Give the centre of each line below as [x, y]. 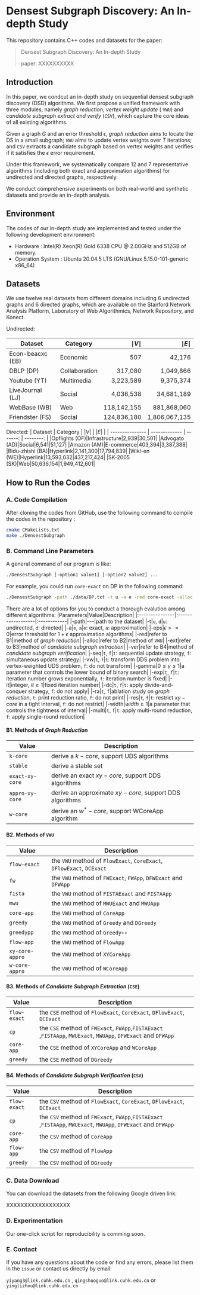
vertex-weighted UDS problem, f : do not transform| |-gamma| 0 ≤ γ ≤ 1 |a [95, 665]
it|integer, [18, 685]
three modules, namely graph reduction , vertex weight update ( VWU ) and [95, 109]
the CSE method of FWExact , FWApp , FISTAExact [101, 1028]
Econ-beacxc [28, 354]
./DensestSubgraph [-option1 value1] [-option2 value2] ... [82, 575]
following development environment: [51, 234]
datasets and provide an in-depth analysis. [59, 195]
